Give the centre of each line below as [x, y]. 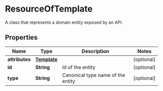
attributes [19, 59]
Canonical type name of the [94, 75]
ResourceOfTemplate [49, 9]
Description [96, 51]
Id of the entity [79, 67]
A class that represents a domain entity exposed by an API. [64, 22]
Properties [21, 38]
